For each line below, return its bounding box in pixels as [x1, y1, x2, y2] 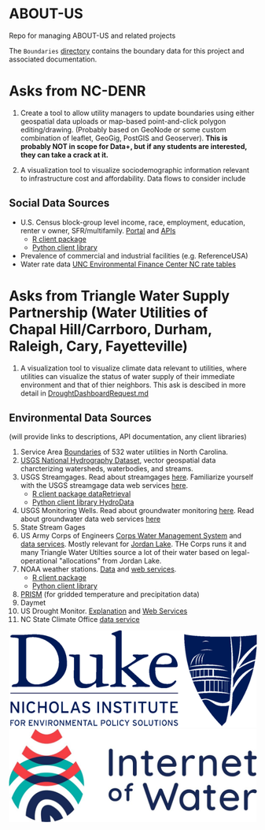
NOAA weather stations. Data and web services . [20, 564, 177, 574]
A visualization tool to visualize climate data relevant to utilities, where [20, 363, 247, 373]
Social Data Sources [9, 196, 110, 210]
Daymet [20, 598, 46, 608]
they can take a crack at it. [20, 150, 109, 159]
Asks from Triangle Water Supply [9, 287, 230, 304]
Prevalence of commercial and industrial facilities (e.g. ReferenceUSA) [20, 251, 248, 260]
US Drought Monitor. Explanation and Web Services [20, 606, 188, 616]
